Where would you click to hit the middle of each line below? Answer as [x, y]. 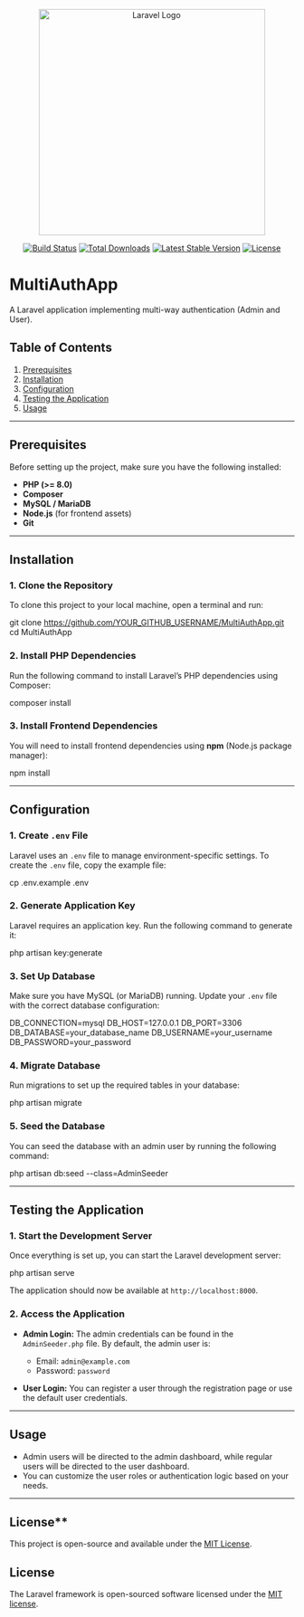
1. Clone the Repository [61, 585]
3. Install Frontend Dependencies [84, 726]
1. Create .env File [49, 835]
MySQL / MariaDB [57, 503]
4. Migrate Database [55, 1066]
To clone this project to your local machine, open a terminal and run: [137, 605]
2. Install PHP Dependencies [73, 656]
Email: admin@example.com [83, 1361]
